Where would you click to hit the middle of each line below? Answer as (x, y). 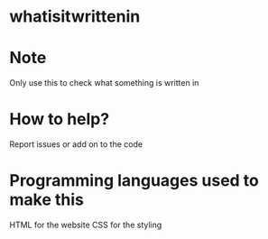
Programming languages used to (134, 181)
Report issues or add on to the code (76, 144)
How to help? (60, 119)
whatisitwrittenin (75, 17)
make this (46, 200)
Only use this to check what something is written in (104, 83)
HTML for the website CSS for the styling (86, 225)
